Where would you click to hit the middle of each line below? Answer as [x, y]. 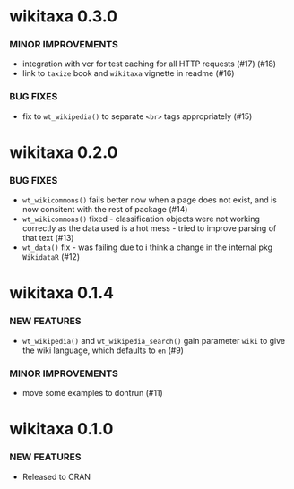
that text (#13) [48, 238]
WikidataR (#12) [51, 257]
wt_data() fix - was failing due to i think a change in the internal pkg [147, 247]
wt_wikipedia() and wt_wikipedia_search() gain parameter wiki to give [153, 340]
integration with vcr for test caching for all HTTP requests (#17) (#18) [149, 64]
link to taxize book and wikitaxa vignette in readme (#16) [128, 73]
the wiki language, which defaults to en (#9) [103, 350]
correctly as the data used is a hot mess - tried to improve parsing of [149, 228]
